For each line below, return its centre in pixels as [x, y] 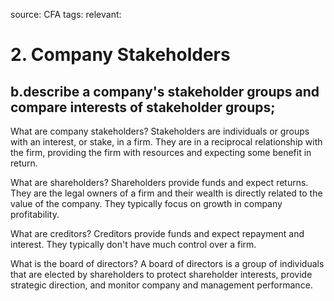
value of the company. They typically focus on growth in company [146, 203]
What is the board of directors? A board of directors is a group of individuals [167, 263]
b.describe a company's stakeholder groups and [165, 91]
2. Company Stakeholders [120, 55]
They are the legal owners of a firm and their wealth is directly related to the [166, 193]
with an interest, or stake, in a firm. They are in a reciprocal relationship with [166, 142]
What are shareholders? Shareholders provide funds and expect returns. [159, 182]
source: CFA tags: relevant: [66, 14]
